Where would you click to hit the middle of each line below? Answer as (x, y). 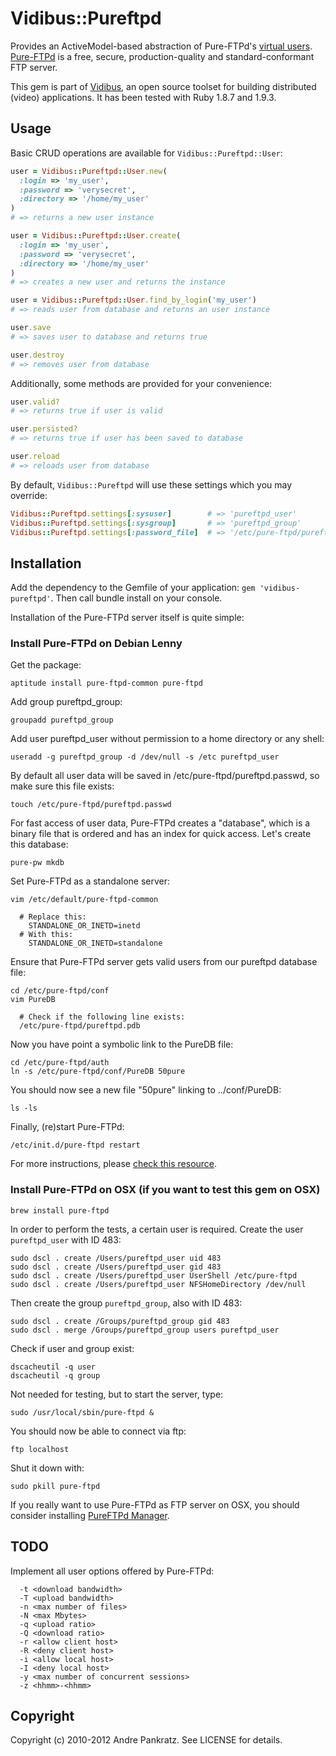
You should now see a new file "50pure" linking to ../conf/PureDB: (146, 1090)
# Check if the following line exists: (102, 1017)
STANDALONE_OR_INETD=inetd (84, 926)
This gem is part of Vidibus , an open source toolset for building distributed (163, 86)
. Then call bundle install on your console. (136, 598)
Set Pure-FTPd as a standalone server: (90, 881)
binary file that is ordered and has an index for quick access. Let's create (161, 834)
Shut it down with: (47, 1468)
